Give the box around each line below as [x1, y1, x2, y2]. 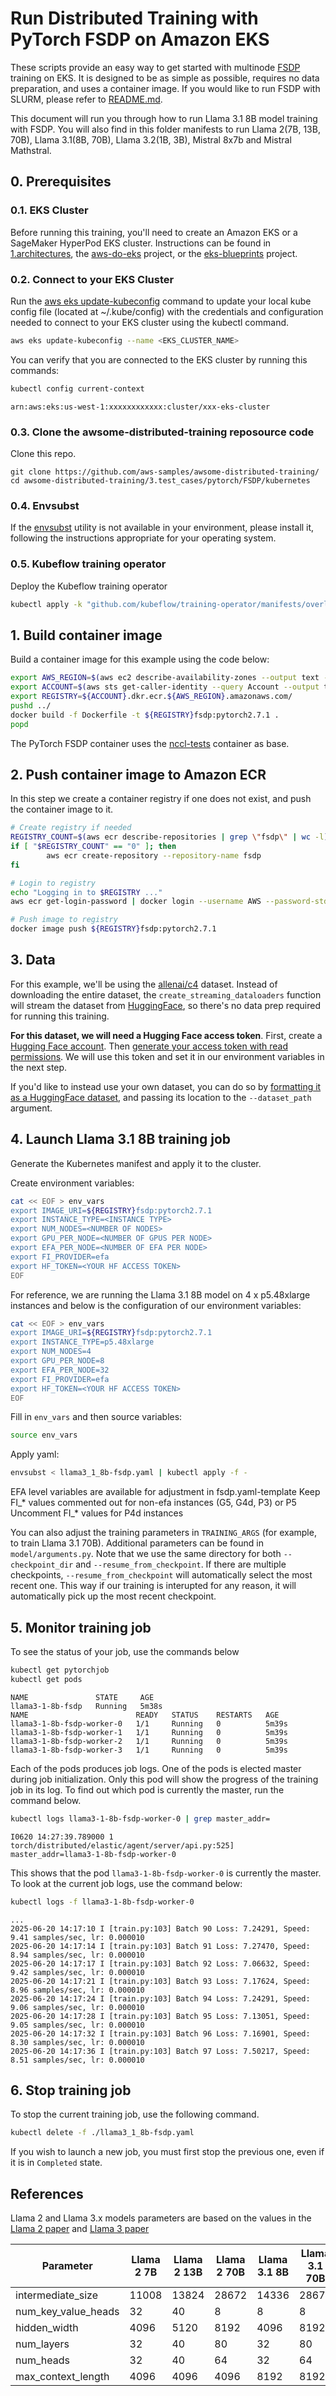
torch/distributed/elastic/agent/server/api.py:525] [10, 1840, 235, 1851]
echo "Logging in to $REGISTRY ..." [10, 887, 163, 897]
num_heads [15, 2353, 70, 2367]
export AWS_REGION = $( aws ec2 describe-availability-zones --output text [10, 673, 320, 683]
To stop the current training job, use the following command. [10, 2108, 260, 2121]
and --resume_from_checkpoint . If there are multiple [75, 1558, 287, 1571]
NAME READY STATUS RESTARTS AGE [10, 1710, 280, 1720]
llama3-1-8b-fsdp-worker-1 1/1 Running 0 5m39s [10, 1727, 288, 1737]
